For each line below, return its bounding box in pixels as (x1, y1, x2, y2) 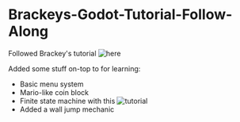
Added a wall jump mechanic (19, 105, 115, 114)
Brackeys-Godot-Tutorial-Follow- (8, 6, 233, 24)
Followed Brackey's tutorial (8, 48, 97, 58)
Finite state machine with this (19, 96, 116, 105)
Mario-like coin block (19, 87, 90, 97)
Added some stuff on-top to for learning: (8, 63, 141, 73)
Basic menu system (19, 79, 84, 89)
